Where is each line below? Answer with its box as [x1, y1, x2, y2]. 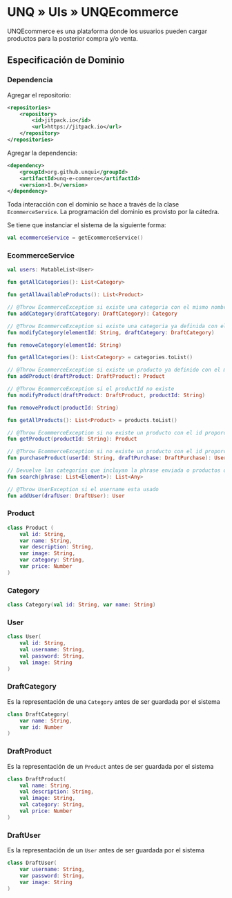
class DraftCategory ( [7, 711, 70, 718]
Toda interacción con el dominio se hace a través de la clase [7, 200, 180, 209]
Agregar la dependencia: [7, 149, 78, 157]
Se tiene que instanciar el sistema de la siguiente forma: [7, 221, 166, 229]
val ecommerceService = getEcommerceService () [7, 234, 144, 242]
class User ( [7, 633, 41, 640]
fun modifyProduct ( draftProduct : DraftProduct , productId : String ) [7, 392, 206, 399]
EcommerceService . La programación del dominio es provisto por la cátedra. [7, 208, 220, 216]
